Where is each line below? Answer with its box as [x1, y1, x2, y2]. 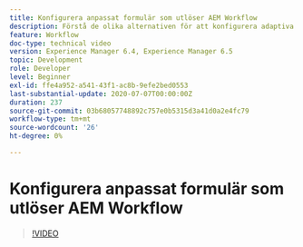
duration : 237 [9, 97, 64, 107]
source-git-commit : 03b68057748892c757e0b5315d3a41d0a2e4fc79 [9, 106, 249, 115]
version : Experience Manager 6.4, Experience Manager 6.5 [9, 47, 233, 56]
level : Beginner [9, 73, 71, 82]
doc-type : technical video [9, 38, 112, 48]
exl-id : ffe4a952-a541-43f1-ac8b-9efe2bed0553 [9, 81, 189, 90]
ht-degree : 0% [9, 132, 64, 141]
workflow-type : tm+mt [9, 114, 92, 123]
